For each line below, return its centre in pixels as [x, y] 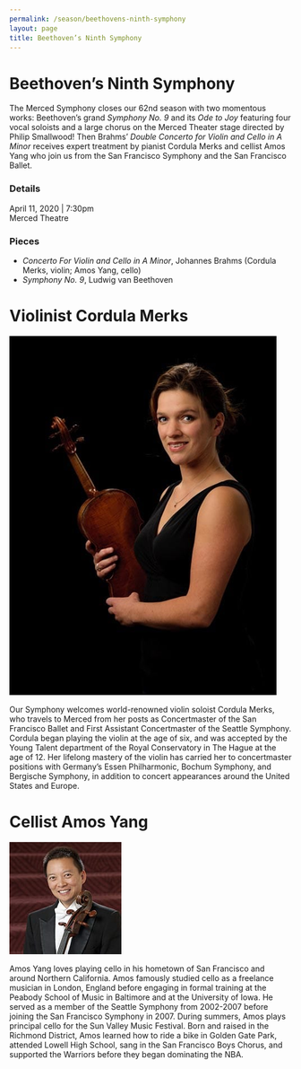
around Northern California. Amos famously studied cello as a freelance [142, 977]
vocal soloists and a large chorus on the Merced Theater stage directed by [147, 127]
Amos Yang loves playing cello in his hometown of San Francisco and [137, 968]
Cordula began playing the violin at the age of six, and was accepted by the [149, 738]
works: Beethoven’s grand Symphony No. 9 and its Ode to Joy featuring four [150, 118]
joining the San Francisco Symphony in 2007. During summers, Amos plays [148, 1016]
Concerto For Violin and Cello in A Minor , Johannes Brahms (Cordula [149, 260]
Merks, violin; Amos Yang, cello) [82, 270]
